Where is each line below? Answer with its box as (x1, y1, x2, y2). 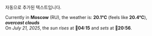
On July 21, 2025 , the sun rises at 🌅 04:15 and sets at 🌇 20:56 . (5, 25, 132, 31)
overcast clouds (5, 19, 40, 25)
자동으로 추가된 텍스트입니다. (5, 4, 61, 10)
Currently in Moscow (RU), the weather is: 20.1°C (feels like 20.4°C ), (5, 14, 147, 20)
